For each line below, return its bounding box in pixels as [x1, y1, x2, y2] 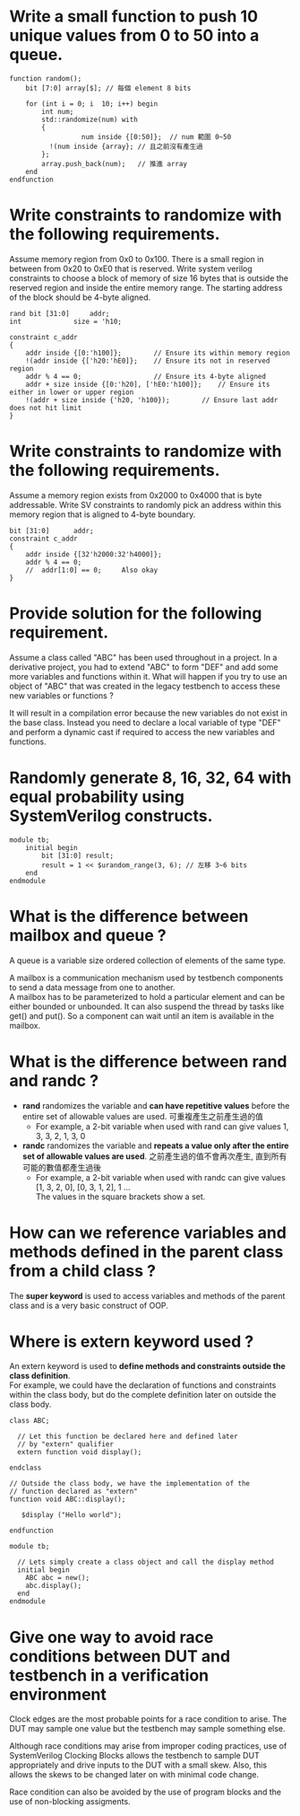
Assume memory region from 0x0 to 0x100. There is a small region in [9, 253, 264, 264]
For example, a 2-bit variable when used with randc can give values [35, 1171, 287, 1182]
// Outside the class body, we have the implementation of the [9, 1479, 251, 1488]
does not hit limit [9, 403, 82, 412]
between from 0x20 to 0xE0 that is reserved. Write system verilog [9, 263, 253, 274]
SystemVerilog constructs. [9, 805, 213, 826]
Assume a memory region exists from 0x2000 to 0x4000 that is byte [9, 489, 262, 500]
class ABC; [9, 1417, 50, 1426]
